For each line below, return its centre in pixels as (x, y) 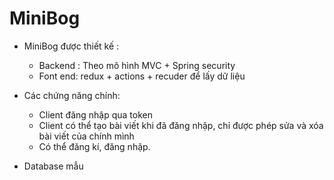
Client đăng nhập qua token (95, 114)
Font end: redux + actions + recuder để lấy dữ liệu (142, 76)
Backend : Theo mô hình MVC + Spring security (137, 65)
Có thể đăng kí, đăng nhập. (94, 146)
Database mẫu (53, 166)
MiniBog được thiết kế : (71, 46)
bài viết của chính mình (86, 136)
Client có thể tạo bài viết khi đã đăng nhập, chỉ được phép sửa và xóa (181, 125)
